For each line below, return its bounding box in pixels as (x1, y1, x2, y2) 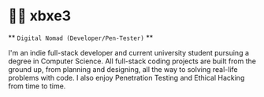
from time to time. (8, 81, 66, 91)
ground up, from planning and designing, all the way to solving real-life (8, 64, 238, 74)
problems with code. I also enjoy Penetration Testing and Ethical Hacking (8, 73, 245, 82)
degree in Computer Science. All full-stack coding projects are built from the (8, 56, 256, 66)
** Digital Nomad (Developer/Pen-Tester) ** (8, 33, 154, 42)
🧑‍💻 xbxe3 (8, 7, 72, 25)
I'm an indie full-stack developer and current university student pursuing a (8, 48, 250, 57)
